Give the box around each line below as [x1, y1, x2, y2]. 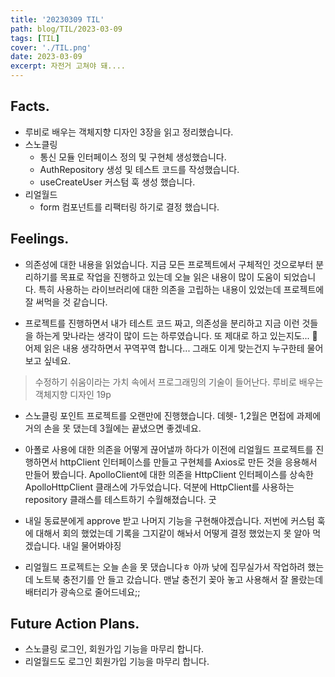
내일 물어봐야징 [62, 539, 122, 551]
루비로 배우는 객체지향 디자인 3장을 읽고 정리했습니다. [24, 126, 234, 138]
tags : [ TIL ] [10, 33, 60, 43]
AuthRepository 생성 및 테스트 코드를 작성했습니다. [39, 163, 240, 175]
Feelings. [10, 231, 70, 248]
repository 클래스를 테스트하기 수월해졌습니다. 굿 [24, 493, 217, 505]
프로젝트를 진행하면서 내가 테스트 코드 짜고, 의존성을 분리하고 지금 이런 [24, 317, 300, 329]
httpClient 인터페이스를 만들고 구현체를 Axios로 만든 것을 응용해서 [59, 456, 318, 468]
